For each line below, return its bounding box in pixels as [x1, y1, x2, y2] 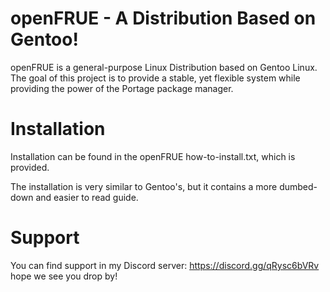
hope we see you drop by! [10, 270, 118, 282]
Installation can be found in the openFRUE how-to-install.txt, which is [10, 150, 296, 162]
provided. [10, 161, 50, 173]
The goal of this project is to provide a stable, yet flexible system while [10, 72, 301, 84]
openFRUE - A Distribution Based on [10, 7, 317, 30]
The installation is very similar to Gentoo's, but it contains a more [10, 180, 278, 192]
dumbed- [279, 180, 318, 192]
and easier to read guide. [35, 191, 139, 203]
